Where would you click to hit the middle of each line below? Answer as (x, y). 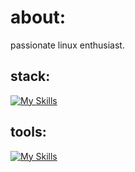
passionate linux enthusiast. (67, 45)
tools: (28, 132)
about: (38, 17)
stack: (30, 76)
